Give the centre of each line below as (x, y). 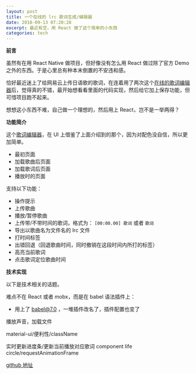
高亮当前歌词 (30, 252)
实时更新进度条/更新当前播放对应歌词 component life (69, 347)
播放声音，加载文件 (29, 321)
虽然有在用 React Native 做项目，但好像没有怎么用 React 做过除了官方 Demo (98, 63)
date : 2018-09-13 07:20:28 (39, 22)
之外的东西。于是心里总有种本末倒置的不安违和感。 (67, 70)
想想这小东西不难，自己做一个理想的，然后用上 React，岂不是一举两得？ (93, 110)
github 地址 (20, 365)
